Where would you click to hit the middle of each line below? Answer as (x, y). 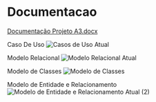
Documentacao (52, 12)
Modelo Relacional (33, 58)
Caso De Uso (26, 44)
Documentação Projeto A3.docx (52, 31)
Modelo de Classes (35, 71)
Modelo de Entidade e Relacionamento (62, 84)
